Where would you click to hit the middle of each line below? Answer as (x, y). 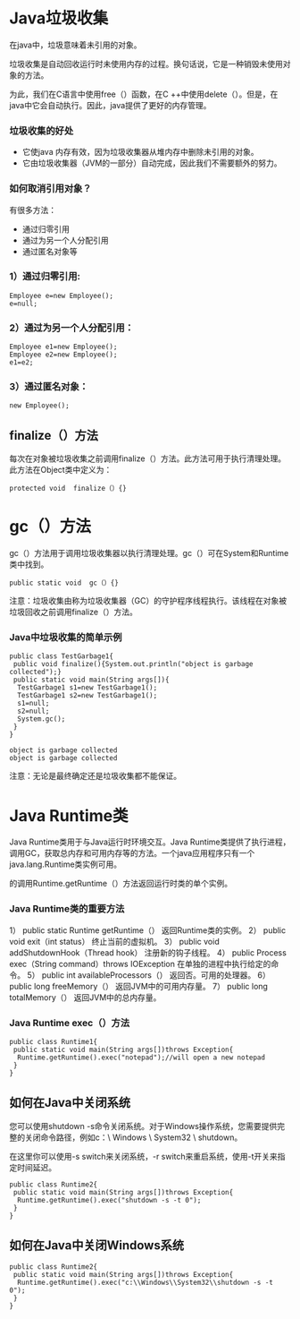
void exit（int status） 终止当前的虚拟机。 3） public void (115, 941)
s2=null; (33, 711)
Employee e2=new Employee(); (63, 355)
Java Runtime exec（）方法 (70, 1023)
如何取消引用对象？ (50, 189)
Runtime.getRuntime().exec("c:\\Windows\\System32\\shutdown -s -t (146, 1282)
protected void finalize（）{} (68, 489)
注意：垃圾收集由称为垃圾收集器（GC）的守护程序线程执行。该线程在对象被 (148, 601)
